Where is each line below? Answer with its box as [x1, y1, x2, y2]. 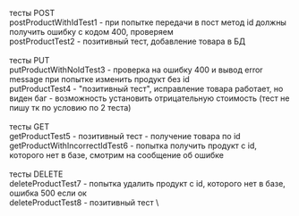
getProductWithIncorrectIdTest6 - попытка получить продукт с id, [9, 140, 257, 151]
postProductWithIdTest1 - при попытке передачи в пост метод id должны [9, 17, 286, 28]
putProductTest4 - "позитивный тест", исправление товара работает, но [9, 84, 284, 94]
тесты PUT [9, 55, 50, 65]
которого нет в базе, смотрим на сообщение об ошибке [9, 150, 224, 160]
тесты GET [9, 121, 50, 132]
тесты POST [9, 8, 56, 18]
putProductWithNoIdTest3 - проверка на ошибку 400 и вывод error [9, 64, 263, 75]
